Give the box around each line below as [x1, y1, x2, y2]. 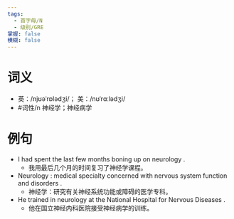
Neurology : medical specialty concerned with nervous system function [17, 171, 228, 180]
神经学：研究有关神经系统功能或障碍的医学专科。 [28, 188, 172, 196]
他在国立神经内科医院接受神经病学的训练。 [28, 204, 154, 212]
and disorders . [17, 179, 63, 187]
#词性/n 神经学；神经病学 [17, 104, 92, 112]
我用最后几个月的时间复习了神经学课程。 [28, 164, 147, 171]
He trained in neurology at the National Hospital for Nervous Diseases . [17, 196, 225, 203]
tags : [7, 10, 23, 18]
